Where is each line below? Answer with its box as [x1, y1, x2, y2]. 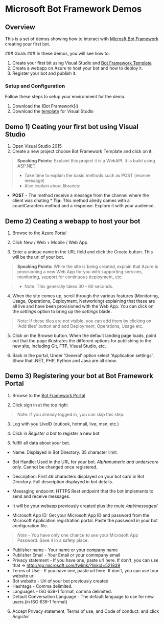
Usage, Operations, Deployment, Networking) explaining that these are [12, 298, 155, 304]
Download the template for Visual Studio [12, 109, 94, 114]
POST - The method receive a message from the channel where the [12, 192, 149, 199]
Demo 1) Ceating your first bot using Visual [5, 122, 139, 131]
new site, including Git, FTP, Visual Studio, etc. [12, 343, 106, 349]
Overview [5, 23, 36, 31]
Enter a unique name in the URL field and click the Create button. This [12, 248, 153, 255]
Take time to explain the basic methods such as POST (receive [24, 173, 151, 178]
